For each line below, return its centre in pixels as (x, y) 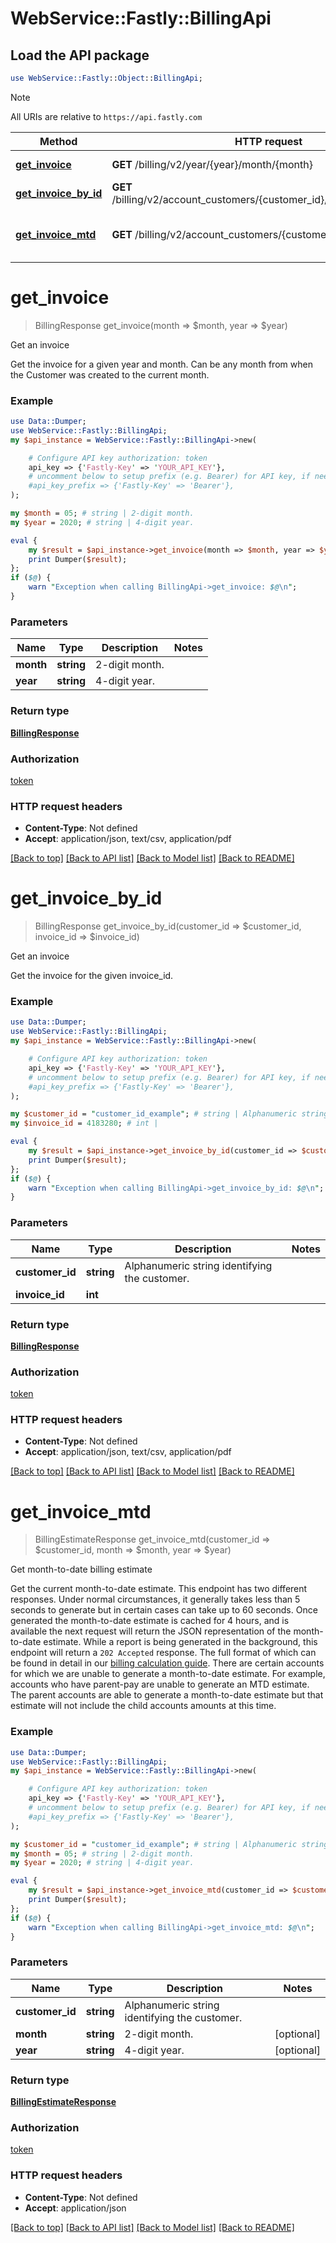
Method (58, 141)
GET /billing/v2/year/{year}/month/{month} (212, 164)
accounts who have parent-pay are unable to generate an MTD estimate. (160, 1684)
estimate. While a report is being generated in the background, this (180, 1642)
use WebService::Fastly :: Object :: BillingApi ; (106, 78)
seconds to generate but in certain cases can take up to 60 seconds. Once (164, 1610)
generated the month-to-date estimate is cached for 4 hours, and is (150, 1621)
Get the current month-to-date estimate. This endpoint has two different (159, 1589)
